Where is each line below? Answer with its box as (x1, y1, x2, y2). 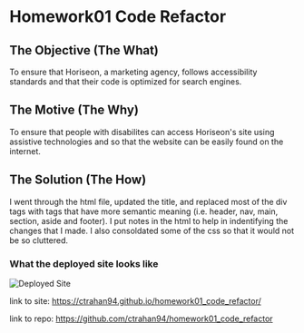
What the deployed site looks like (9, 257, 159, 269)
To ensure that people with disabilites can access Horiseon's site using (9, 126, 275, 137)
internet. (9, 145, 41, 156)
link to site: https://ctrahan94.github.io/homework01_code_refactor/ (9, 295, 261, 306)
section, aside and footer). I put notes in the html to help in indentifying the (9, 215, 289, 226)
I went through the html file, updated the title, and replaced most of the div (9, 196, 288, 207)
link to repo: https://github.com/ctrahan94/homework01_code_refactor (9, 313, 274, 324)
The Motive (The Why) (9, 103, 139, 118)
